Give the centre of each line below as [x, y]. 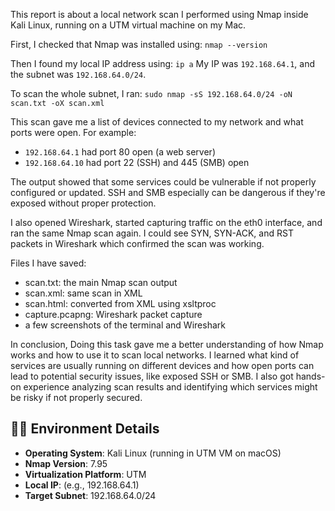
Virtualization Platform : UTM [85, 474]
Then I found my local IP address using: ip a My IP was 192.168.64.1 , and [163, 63]
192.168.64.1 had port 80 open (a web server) [120, 152]
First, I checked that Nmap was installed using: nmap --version [139, 44]
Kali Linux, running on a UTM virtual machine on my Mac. [128, 25]
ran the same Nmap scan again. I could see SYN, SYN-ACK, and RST [152, 233]
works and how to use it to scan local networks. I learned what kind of [155, 355]
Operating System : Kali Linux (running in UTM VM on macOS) [153, 453]
